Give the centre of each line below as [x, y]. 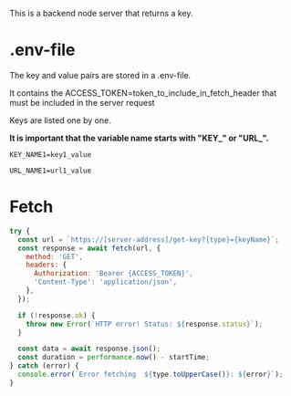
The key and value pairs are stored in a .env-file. [100, 75]
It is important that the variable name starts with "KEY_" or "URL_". [139, 138]
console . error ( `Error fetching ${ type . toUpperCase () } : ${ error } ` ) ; [151, 374]
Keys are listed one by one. [60, 120]
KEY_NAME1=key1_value [51, 154]
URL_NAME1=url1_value [51, 171]
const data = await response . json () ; [89, 349]
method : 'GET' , [55, 256]
